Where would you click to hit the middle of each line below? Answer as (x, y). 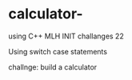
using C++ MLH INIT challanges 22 (66, 36)
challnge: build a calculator (53, 67)
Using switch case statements (58, 51)
